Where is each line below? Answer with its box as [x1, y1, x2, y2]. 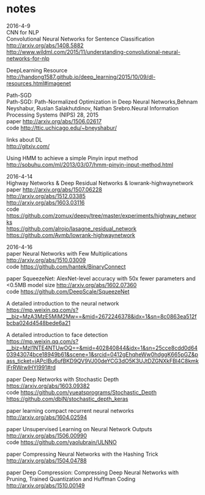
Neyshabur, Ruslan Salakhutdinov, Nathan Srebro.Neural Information [6, 104, 179, 112]
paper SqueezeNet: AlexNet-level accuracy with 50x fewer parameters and [6, 275, 196, 282]
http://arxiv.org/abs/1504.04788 [6, 456, 87, 464]
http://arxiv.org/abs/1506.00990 [6, 432, 88, 439]
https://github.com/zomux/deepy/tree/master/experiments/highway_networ [6, 212, 197, 219]
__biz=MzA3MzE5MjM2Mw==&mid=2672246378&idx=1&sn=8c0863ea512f [6, 312, 197, 320]
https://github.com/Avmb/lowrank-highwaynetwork [6, 231, 136, 239]
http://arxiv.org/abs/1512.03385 [6, 192, 86, 199]
